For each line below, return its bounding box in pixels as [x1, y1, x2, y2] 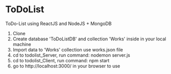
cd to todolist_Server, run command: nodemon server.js [12, 52, 130, 58]
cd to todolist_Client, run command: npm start [12, 57, 109, 63]
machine [12, 41, 32, 47]
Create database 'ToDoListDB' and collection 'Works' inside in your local [12, 36, 166, 42]
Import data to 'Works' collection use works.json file [12, 46, 123, 53]
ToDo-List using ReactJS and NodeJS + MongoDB [5, 20, 112, 27]
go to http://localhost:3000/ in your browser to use [12, 63, 121, 69]
